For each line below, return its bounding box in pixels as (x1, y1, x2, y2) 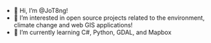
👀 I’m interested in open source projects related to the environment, (13, 14, 205, 22)
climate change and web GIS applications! (13, 21, 133, 29)
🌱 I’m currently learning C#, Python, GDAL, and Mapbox (13, 28, 172, 36)
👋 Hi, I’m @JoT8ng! (13, 7, 69, 14)
